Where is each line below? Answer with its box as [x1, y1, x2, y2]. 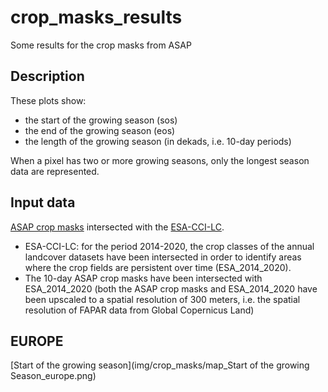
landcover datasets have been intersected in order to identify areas [24, 251, 302, 263]
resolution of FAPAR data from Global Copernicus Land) [24, 304, 255, 316]
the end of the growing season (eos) [24, 124, 176, 136]
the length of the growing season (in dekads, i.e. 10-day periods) [24, 135, 292, 147]
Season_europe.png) [10, 370, 97, 382]
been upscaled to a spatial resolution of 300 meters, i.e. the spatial [24, 293, 301, 305]
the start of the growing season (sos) [24, 114, 178, 126]
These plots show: [10, 94, 87, 106]
